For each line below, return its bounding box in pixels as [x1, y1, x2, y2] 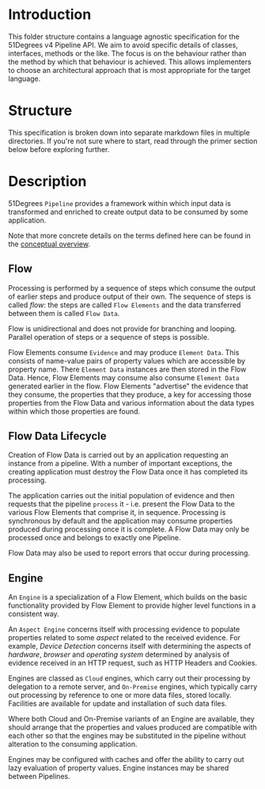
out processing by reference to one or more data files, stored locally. [8, 691, 232, 700]
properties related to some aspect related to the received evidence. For [8, 633, 241, 642]
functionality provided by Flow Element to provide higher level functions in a [8, 600, 256, 611]
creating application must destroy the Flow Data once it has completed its [8, 467, 248, 477]
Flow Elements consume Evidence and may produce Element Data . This [8, 347, 240, 357]
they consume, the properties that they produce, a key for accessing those [8, 390, 252, 399]
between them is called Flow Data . [8, 308, 120, 318]
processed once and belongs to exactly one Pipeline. [8, 533, 181, 543]
